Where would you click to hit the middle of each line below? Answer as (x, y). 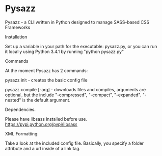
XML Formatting (21, 133)
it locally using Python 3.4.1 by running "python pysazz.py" (65, 52)
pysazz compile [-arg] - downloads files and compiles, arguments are (76, 89)
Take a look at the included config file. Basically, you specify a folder (74, 143)
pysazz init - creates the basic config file (46, 80)
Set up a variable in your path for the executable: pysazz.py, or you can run (81, 46)
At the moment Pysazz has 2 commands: (47, 70)
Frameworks (18, 27)
